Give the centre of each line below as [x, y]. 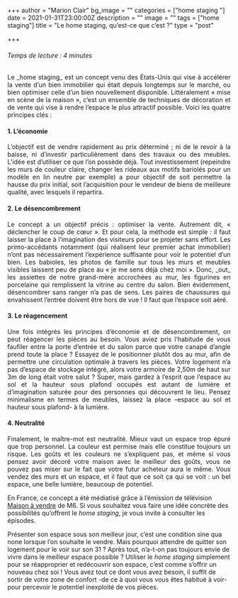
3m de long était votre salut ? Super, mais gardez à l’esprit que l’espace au [119, 377]
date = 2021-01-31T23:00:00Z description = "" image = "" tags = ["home [113, 18]
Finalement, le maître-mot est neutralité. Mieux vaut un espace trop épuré [119, 439]
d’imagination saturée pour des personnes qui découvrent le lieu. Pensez [119, 392]
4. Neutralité [26, 423]
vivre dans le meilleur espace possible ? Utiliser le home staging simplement [119, 557]
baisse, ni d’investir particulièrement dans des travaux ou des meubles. [119, 155]
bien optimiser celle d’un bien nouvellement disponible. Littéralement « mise [119, 92]
